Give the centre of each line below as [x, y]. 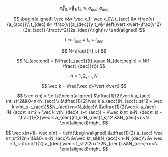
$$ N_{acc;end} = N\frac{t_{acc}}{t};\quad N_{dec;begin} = [79, 61]
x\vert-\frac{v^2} [144, 24]
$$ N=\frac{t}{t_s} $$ [84, 50]
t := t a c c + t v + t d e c [84, 40]
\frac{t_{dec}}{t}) [80, 66]
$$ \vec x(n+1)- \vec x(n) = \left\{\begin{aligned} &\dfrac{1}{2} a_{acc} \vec [84, 133]
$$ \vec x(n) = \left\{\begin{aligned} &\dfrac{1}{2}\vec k [76, 96]
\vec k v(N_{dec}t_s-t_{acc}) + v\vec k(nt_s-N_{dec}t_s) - [102, 112]
